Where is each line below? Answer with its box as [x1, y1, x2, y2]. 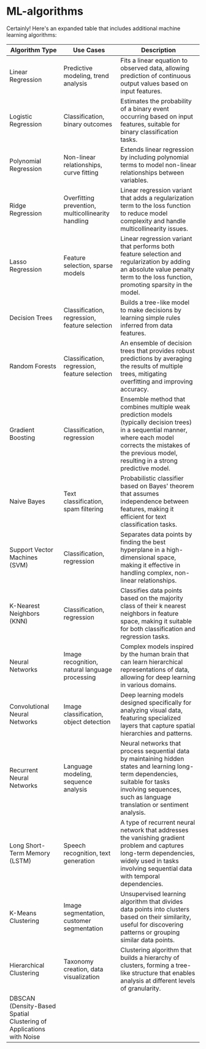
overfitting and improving [120, 377, 193, 385]
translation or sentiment [120, 800, 189, 809]
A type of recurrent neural [120, 818, 195, 827]
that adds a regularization [120, 194, 194, 202]
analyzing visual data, [120, 705, 183, 714]
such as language [120, 793, 172, 801]
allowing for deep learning [120, 673, 196, 682]
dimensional [120, 553, 156, 562]
